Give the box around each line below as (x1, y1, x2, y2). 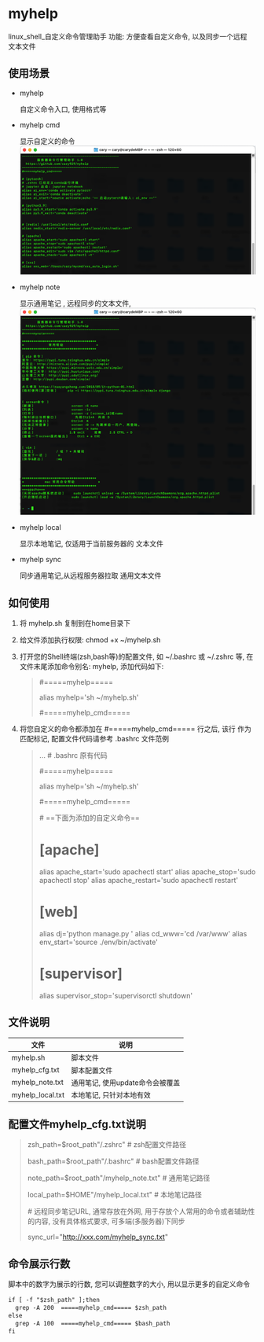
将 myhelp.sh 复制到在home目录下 (19, 618, 131, 627)
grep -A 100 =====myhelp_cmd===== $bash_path (15, 1320, 170, 1328)
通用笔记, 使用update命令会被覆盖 (71, 1078, 181, 1087)
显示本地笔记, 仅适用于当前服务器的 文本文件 (19, 539, 163, 549)
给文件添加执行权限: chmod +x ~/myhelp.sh (19, 634, 161, 645)
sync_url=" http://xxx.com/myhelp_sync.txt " (27, 1232, 169, 1242)
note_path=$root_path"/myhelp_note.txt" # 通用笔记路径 (27, 1173, 211, 1183)
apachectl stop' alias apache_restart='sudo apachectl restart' (38, 875, 239, 884)
